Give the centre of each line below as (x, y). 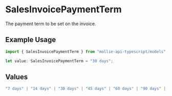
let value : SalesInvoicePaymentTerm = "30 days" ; (59, 61)
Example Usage (31, 40)
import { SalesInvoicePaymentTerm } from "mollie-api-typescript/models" (86, 52)
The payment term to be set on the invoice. (51, 24)
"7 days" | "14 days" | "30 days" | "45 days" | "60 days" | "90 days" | (86, 89)
